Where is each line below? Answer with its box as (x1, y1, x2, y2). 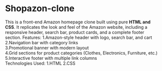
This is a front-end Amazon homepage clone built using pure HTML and (5, 19, 151, 25)
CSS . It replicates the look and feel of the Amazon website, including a (5, 24, 148, 30)
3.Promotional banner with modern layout (5, 45, 89, 51)
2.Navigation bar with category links (5, 39, 79, 45)
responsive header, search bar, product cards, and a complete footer (5, 29, 145, 35)
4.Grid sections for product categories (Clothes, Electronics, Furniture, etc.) (5, 50, 158, 56)
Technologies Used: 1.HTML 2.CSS (5, 60, 76, 66)
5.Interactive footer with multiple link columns (5, 55, 97, 61)
